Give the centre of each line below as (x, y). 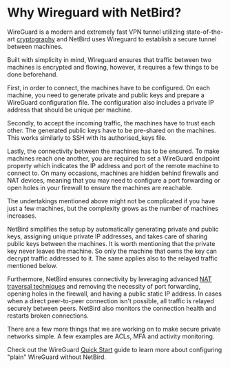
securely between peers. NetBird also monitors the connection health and (112, 308)
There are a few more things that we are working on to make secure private (114, 329)
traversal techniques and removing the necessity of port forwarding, (104, 286)
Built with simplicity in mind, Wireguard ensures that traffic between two (109, 59)
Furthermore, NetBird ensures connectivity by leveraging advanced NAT (109, 279)
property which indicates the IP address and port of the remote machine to (113, 165)
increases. (22, 216)
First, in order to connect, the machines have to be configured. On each (109, 88)
